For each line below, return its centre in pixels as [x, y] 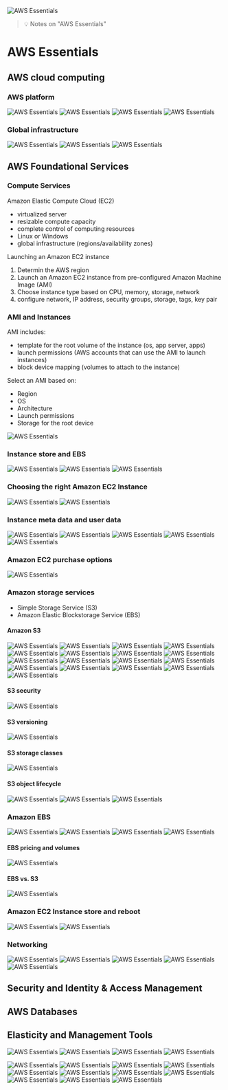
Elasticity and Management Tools [80, 1035]
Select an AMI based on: [42, 381]
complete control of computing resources [76, 229]
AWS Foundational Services [68, 166]
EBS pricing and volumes [44, 847]
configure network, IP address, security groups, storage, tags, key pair [117, 299]
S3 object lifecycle [34, 784]
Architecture [35, 408]
